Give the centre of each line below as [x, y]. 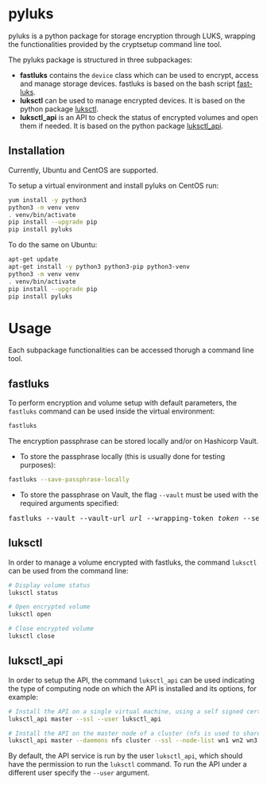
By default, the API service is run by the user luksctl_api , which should [126, 756]
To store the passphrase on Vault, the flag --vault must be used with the [139, 495]
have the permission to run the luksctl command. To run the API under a [128, 764]
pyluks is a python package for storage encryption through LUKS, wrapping [132, 36]
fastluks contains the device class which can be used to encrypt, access [139, 75]
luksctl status [33, 593]
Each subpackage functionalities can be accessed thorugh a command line [131, 350]
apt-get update [33, 259]
